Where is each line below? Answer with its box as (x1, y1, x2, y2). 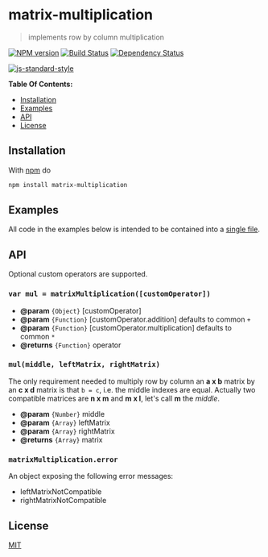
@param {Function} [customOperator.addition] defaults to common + (19, 314, 251, 324)
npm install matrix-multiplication (8, 181, 128, 189)
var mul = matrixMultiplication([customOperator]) (8, 289, 211, 299)
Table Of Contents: (8, 79, 73, 89)
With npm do (8, 165, 51, 175)
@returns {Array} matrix (19, 434, 103, 444)
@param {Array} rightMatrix (19, 426, 115, 436)
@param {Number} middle (19, 409, 105, 418)
